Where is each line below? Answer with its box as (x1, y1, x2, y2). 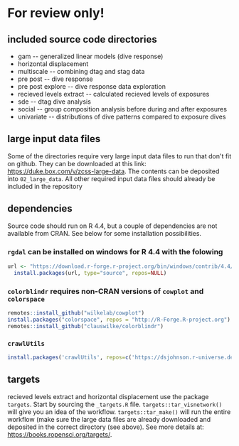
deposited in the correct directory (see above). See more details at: (7, 423, 204, 431)
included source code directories (7, 33, 158, 45)
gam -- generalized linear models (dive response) (17, 52, 164, 60)
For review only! (7, 5, 105, 21)
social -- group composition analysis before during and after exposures (17, 105, 228, 113)
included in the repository (7, 182, 83, 190)
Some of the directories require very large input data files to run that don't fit (7, 151, 232, 161)
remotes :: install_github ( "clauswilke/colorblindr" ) (7, 322, 164, 330)
